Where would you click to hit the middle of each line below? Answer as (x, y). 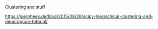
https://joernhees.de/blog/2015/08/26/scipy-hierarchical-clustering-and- (79, 16)
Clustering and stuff (25, 7)
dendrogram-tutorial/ (26, 22)
